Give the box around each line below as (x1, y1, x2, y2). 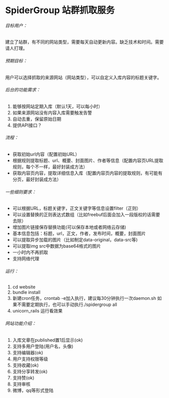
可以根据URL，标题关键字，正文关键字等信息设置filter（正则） (12, 205, 141, 211)
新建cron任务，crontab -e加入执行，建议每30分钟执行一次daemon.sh (12, 295, 156, 301)
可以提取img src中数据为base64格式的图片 (12, 243, 102, 249)
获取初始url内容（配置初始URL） (12, 151, 80, 157)
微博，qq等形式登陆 (12, 387, 54, 393)
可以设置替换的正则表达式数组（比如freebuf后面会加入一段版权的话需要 (12, 212, 160, 218)
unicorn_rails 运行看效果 (12, 308, 63, 314)
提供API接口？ (12, 122, 42, 128)
